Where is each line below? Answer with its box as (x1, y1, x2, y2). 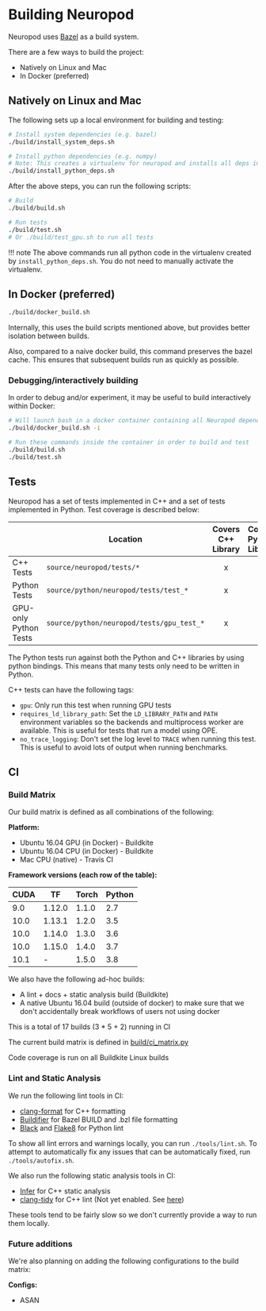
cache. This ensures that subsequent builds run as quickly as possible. (8, 355, 240, 364)
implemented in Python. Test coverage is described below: (8, 504, 200, 514)
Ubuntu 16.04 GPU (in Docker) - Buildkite (19, 838, 154, 847)
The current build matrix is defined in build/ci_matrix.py (8, 1038, 188, 1047)
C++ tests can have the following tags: (8, 684, 135, 694)
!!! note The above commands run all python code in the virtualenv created (8, 248, 252, 257)
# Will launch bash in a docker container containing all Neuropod (8, 417, 236, 425)
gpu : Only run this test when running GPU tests (19, 700, 172, 710)
